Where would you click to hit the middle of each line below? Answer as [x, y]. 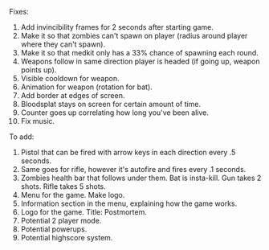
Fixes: [19, 12]
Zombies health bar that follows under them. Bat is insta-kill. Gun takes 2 [141, 178]
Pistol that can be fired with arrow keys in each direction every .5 [128, 152]
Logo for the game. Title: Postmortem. [84, 212]
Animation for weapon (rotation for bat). [87, 87]
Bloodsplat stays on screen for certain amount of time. [111, 104]
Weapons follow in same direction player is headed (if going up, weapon [140, 61]
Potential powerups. [54, 229]
